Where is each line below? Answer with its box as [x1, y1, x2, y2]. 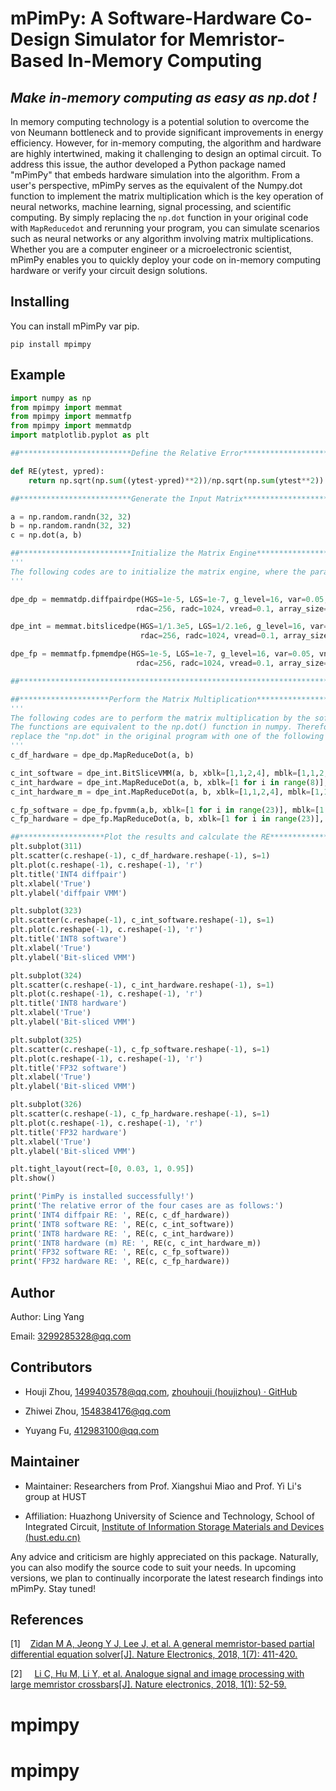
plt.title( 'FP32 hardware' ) [10, 1127, 128, 1137]
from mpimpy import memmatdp [10, 421, 132, 431]
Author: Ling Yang [10, 1310, 85, 1322]
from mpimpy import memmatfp [10, 412, 132, 422]
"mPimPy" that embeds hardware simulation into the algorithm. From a [10, 169, 301, 181]
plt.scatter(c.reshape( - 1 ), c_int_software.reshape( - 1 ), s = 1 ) [10, 915, 275, 926]
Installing [10, 293, 70, 311]
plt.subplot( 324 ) [10, 970, 83, 981]
